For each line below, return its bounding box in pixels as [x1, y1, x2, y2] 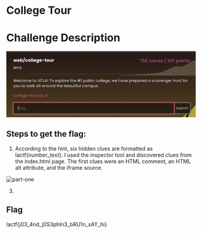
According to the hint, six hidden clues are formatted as [14, 145, 153, 152]
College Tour [6, 4, 72, 17]
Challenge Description [6, 31, 120, 45]
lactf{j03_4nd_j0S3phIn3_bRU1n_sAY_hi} [6, 220, 107, 228]
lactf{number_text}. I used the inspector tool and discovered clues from [14, 151, 192, 158]
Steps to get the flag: [6, 129, 87, 139]
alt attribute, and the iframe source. [14, 164, 103, 171]
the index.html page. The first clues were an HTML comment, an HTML [14, 157, 191, 165]
